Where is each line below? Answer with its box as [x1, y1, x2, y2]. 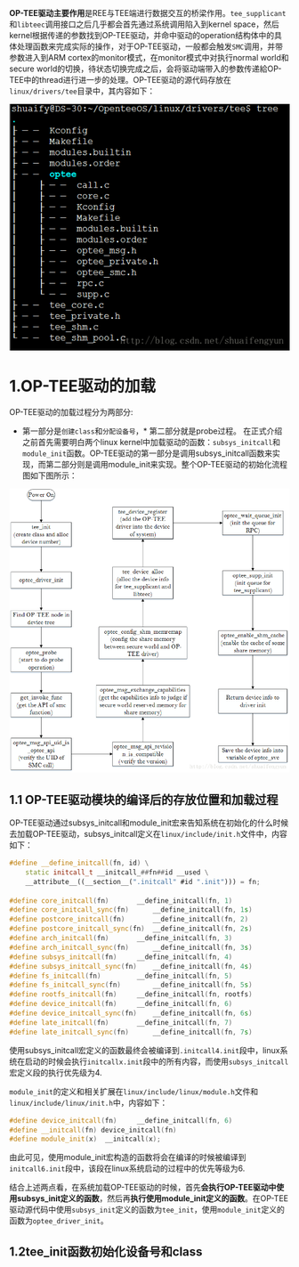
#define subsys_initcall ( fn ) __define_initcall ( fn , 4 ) [9, 952, 233, 962]
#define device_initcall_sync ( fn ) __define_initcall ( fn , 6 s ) [9, 1009, 253, 1018]
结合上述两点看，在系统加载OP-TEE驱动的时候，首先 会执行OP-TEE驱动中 [9, 1182, 277, 1193]
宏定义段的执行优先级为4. [9, 1067, 102, 1077]
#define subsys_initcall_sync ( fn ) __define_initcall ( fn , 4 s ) [9, 962, 253, 971]
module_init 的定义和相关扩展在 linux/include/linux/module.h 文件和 [9, 1085, 259, 1097]
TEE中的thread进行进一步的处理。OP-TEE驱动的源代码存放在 [9, 75, 231, 85]
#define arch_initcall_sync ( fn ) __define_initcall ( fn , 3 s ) [9, 943, 253, 952]
